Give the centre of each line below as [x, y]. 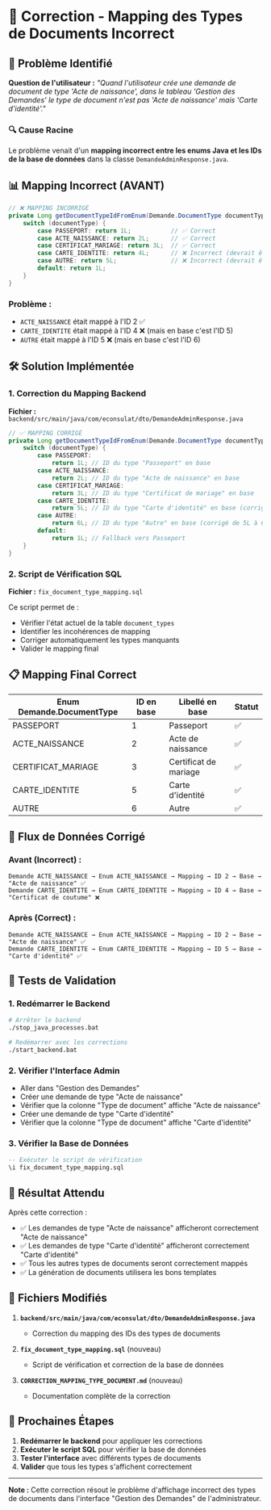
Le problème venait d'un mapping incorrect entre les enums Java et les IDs [135, 151]
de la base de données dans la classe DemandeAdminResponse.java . [119, 159]
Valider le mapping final [59, 648]
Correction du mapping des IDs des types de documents [126, 1333]
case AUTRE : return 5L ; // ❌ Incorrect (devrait [146, 261]
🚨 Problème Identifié [60, 63]
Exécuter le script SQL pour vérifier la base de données [113, 1449]
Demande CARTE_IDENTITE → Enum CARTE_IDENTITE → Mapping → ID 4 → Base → [135, 891]
